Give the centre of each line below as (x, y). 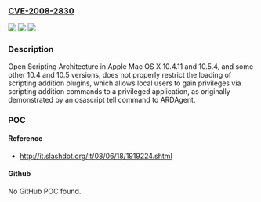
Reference (25, 139)
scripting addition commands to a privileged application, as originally (120, 91)
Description (31, 49)
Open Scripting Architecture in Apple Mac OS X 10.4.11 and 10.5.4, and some (131, 66)
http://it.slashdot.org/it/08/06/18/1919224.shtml (96, 156)
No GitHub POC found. (45, 191)
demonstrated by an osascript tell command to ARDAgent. (102, 99)
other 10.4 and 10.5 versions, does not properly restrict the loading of (120, 74)
